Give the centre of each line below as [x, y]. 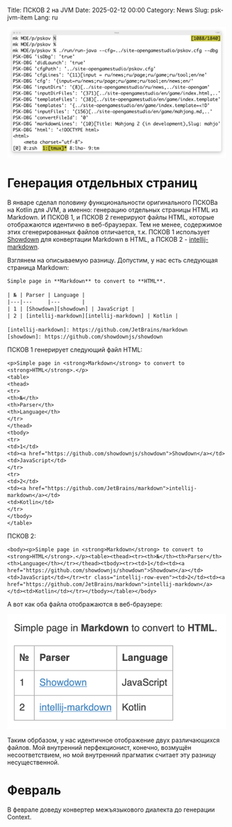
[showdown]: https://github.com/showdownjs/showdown [85, 336]
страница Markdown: [38, 268]
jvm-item [20, 17]
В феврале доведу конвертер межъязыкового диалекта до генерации [111, 810]
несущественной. [33, 762]
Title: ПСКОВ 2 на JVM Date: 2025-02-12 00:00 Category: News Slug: [108, 10]
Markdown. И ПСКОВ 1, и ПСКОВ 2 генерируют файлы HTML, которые [111, 217]
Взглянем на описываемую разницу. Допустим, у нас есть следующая [113, 260]
